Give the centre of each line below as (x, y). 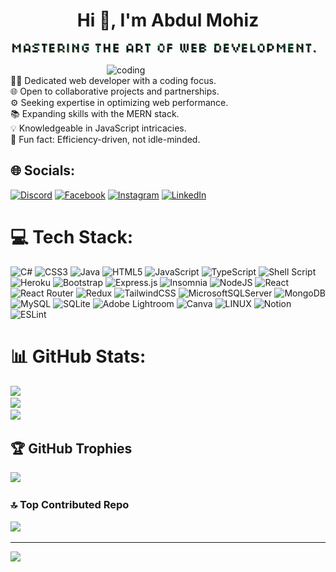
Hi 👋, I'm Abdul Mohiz (168, 20)
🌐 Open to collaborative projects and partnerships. (115, 91)
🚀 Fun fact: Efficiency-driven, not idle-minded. (105, 139)
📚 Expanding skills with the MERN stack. (95, 113)
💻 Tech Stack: (72, 236)
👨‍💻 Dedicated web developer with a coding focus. (113, 80)
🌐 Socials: (43, 170)
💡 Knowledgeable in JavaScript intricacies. (98, 128)
